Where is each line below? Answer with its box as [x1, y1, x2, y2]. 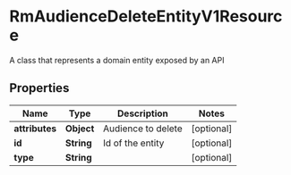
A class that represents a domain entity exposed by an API [9, 54, 225, 65]
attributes [13, 122, 56, 135]
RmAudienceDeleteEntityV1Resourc [9, 6, 283, 27]
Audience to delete [102, 122, 183, 135]
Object [65, 122, 95, 135]
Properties [9, 80, 70, 96]
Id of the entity [102, 137, 165, 149]
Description [117, 107, 168, 120]
